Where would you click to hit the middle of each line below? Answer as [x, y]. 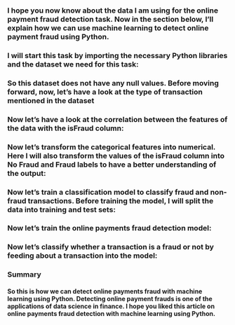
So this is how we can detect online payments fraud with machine [105, 291]
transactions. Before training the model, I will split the [121, 200]
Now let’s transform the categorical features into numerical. [112, 147]
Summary [25, 275]
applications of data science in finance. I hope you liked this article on [111, 306]
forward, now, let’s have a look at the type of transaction [105, 92]
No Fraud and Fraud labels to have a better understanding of [112, 165]
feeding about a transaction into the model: [82, 256]
